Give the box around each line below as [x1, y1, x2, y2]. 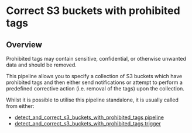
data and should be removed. [6, 61, 77, 68]
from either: [6, 103, 35, 109]
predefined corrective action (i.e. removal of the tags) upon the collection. [6, 85, 184, 92]
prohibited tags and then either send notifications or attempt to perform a [6, 79, 183, 86]
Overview [6, 40, 43, 50]
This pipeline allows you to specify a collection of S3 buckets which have [6, 73, 183, 79]
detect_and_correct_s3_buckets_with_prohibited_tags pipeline [14, 114, 164, 121]
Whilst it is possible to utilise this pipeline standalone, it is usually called [6, 96, 179, 103]
